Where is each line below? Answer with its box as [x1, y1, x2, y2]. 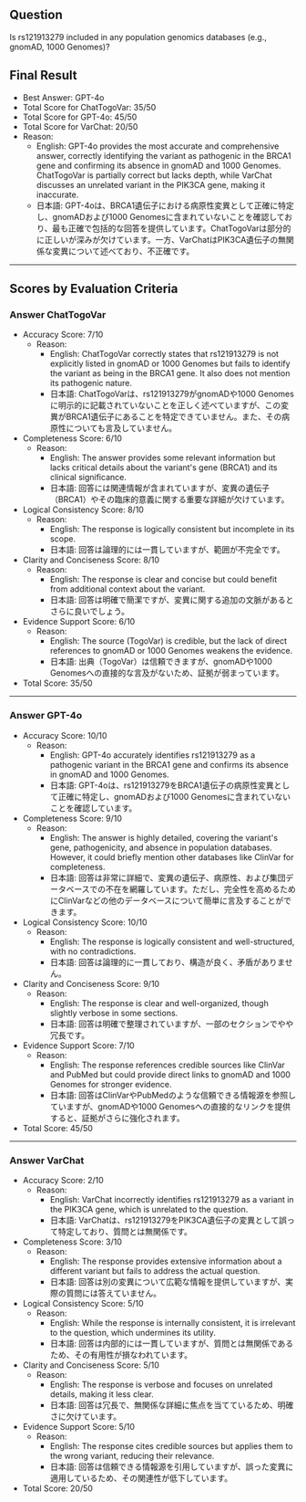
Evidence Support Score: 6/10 [22, 616, 136, 627]
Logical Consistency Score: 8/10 [22, 504, 144, 515]
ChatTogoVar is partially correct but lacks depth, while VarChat [36, 169, 272, 181]
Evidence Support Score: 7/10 [22, 1040, 135, 1051]
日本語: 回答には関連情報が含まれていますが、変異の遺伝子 [49, 483, 270, 494]
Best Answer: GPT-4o [22, 91, 105, 103]
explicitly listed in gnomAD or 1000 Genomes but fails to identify [49, 358, 291, 369]
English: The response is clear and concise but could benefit [49, 574, 278, 585]
